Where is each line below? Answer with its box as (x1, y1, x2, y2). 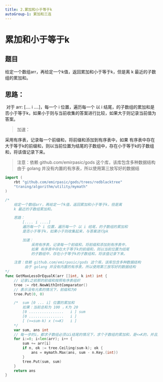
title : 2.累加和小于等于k (5, 7, 52, 12)
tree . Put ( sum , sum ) (22, 359, 62, 364)
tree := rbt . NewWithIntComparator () (14, 282, 88, 287)
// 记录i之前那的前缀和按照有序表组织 (14, 278, 81, 283)
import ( (5, 175, 23, 180)
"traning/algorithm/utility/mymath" (14, 184, 88, 190)
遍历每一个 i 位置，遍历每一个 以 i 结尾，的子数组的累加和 (22, 225, 128, 229)
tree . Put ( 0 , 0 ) (14, 292, 45, 296)
